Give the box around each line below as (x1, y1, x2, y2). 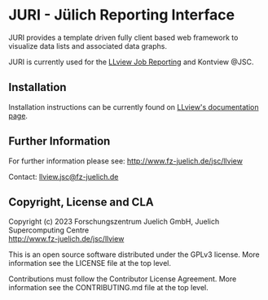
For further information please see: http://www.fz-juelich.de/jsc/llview (8, 156, 243, 166)
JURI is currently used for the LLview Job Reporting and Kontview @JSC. (8, 57, 254, 67)
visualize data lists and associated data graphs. (8, 41, 167, 50)
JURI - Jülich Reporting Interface (8, 6, 235, 24)
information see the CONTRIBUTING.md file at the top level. (8, 283, 209, 293)
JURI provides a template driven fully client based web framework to (8, 33, 239, 42)
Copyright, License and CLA (8, 195, 154, 209)
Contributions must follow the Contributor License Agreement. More (8, 274, 237, 284)
